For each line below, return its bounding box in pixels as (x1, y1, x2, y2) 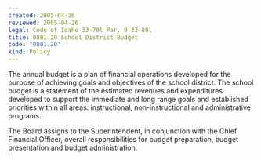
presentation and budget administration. (8, 143, 138, 152)
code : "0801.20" (8, 41, 61, 49)
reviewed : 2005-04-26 (8, 19, 79, 27)
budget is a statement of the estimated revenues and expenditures (8, 86, 223, 95)
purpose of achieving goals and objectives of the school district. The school (8, 78, 254, 87)
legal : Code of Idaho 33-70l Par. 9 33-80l (8, 26, 153, 34)
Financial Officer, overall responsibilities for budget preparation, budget (8, 135, 239, 144)
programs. (8, 111, 42, 120)
